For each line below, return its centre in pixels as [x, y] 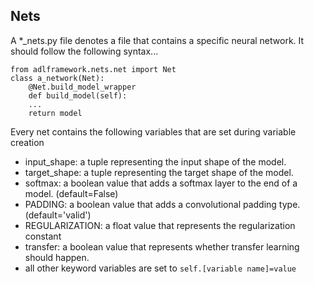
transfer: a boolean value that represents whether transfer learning [162, 246]
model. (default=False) [71, 193]
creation [27, 142]
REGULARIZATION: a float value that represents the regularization [160, 225]
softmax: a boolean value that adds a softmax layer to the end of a [161, 183]
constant [43, 236]
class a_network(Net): [57, 78]
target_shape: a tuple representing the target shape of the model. [159, 172]
